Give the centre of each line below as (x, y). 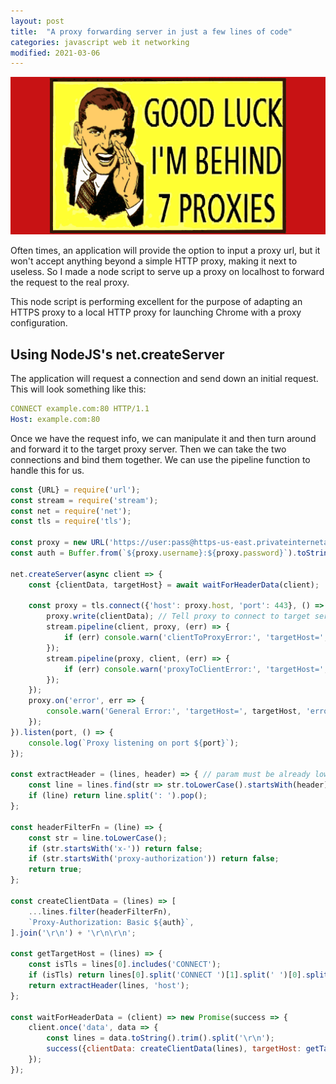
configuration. (39, 323)
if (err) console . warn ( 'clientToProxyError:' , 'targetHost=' (194, 638)
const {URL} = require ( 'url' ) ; (75, 490)
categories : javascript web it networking (100, 42)
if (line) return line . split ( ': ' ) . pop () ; (118, 796)
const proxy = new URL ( (60, 543)
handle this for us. (47, 470)
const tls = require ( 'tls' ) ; (71, 521)
